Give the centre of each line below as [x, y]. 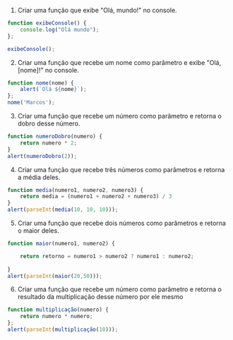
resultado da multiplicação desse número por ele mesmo [100, 297]
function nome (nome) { [41, 83]
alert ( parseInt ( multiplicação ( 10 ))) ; [63, 329]
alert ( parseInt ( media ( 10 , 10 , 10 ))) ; [63, 210]
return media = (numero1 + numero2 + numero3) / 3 [96, 197]
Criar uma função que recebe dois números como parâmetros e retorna [121, 223]
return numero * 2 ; [49, 143]
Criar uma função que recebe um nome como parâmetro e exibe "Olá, [119, 62]
